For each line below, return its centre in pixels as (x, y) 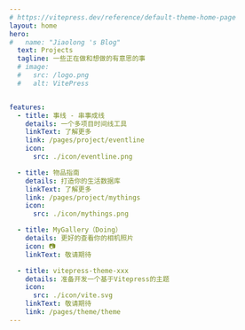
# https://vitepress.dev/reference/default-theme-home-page (123, 17)
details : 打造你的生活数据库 (73, 181)
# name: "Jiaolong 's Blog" (65, 42)
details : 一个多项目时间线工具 (76, 124)
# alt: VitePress (53, 83)
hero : (19, 34)
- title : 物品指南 (48, 173)
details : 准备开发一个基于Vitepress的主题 (98, 279)
